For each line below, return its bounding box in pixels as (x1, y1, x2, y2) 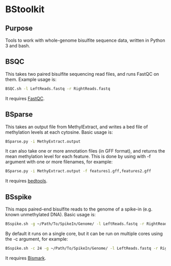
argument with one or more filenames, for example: (5, 159, 113, 165)
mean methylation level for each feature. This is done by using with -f (5, 154, 151, 160)
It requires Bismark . (5, 255, 46, 261)
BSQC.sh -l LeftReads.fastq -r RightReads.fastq (5, 86, 110, 91)
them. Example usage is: (5, 76, 57, 82)
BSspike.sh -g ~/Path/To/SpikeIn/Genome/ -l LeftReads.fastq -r (5, 221, 145, 227)
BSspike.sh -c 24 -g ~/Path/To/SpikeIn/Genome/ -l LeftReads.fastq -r (5, 246, 158, 251)
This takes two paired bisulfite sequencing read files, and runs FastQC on (5, 71, 159, 77)
